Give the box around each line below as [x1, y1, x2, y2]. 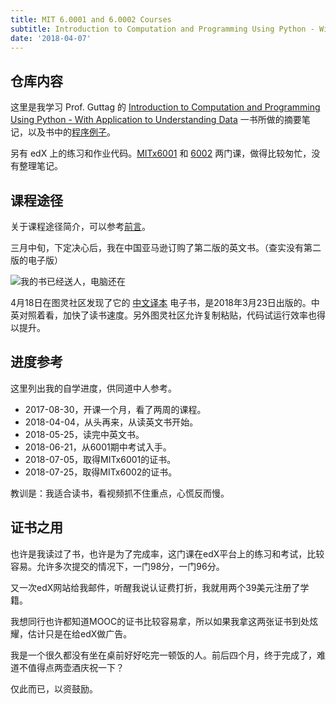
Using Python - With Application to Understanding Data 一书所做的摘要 [10, 114, 302, 126]
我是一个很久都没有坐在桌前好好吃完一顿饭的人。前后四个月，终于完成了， [10, 649, 317, 661]
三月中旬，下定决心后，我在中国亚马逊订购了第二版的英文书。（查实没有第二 [10, 242, 322, 253]
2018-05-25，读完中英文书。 [24, 428, 145, 440]
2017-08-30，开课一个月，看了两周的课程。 [24, 403, 207, 415]
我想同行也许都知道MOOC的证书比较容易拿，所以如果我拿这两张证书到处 [10, 615, 310, 627]
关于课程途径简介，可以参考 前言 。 [10, 221, 151, 232]
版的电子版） [10, 254, 63, 266]
